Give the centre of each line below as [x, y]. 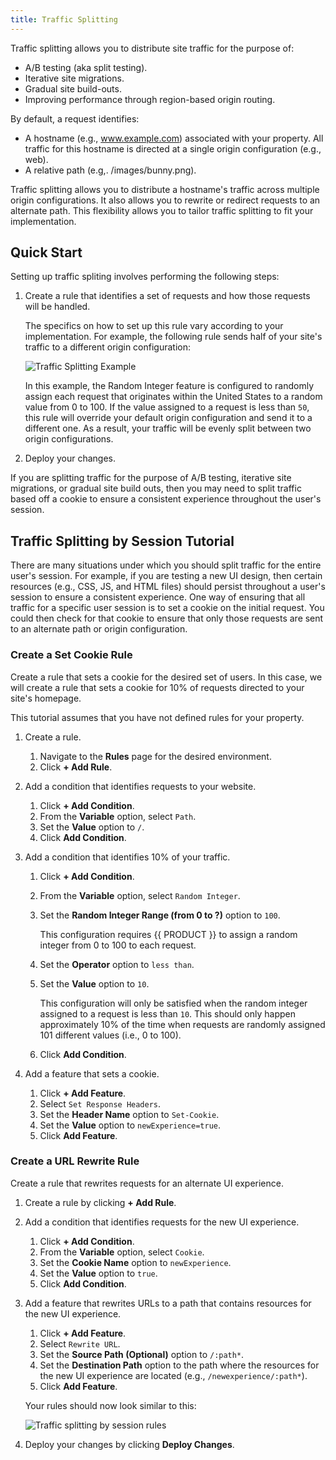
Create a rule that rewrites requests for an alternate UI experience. [147, 1183]
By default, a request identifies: [75, 118]
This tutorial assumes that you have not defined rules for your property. [157, 717]
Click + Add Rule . [76, 767]
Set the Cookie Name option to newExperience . [135, 1262]
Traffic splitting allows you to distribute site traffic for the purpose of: [152, 48]
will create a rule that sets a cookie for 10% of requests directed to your [157, 687]
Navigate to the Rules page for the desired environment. [155, 756]
